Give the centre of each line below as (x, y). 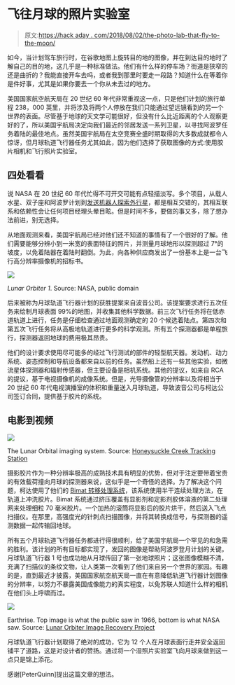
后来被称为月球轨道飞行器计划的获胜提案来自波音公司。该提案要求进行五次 (114, 303)
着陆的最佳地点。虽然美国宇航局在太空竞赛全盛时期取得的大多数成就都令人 (120, 133)
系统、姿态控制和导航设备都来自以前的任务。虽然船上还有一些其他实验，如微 (117, 361)
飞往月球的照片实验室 (69, 14)
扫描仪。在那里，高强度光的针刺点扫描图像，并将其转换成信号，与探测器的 (114, 516)
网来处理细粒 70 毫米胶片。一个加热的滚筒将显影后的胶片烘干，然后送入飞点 (117, 508)
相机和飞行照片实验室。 (47, 151)
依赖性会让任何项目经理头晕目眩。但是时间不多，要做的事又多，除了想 (120, 211)
